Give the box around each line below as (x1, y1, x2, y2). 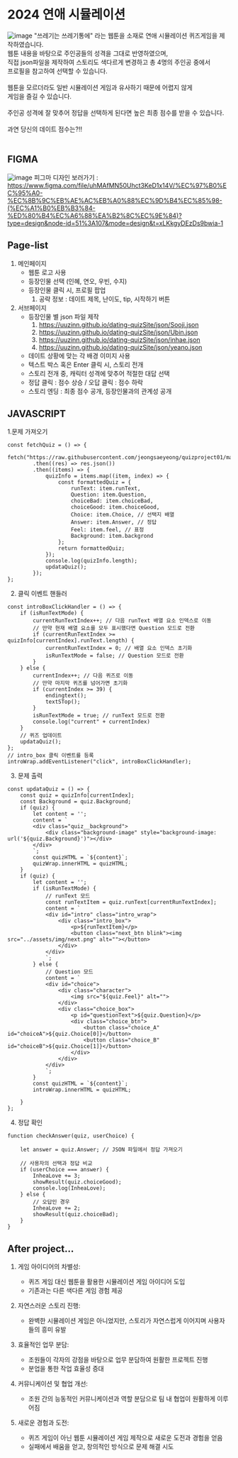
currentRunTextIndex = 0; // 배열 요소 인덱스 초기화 (45, 645, 193, 652)
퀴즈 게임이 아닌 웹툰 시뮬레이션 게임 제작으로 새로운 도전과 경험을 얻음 (28, 1434, 223, 1442)
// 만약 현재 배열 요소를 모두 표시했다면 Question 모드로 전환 (33, 625, 195, 632)
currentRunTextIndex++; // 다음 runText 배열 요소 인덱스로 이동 (33, 617, 212, 624)
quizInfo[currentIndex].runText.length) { (7, 637, 135, 644)
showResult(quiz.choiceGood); (33, 1178, 122, 1186)
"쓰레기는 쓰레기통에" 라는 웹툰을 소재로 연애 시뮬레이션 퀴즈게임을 (34, 31, 218, 40)
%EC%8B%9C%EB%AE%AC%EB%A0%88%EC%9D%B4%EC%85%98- (7, 196, 223, 204)
